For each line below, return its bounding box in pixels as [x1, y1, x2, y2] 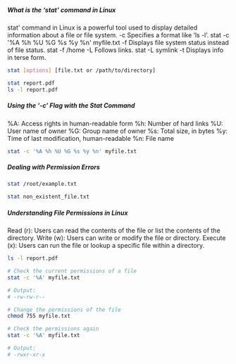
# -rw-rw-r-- [7, 293, 46, 301]
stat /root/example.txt [7, 180, 77, 188]
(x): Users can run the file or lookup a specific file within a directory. [7, 241, 205, 250]
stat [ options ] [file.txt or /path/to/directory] [7, 67, 156, 74]
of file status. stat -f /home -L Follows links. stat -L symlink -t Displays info [7, 46, 224, 54]
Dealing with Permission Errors [7, 163, 101, 172]
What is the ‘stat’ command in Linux [7, 6, 116, 14]
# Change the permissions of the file [7, 306, 121, 313]
